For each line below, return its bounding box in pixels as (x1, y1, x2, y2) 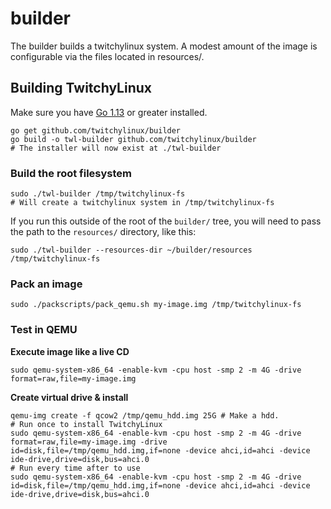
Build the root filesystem (10, 166, 133, 180)
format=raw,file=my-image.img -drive (10, 437, 168, 447)
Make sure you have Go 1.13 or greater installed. (10, 106, 208, 118)
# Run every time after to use (10, 463, 141, 473)
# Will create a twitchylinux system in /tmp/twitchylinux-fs (10, 198, 275, 208)
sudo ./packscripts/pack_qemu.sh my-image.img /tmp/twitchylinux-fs (10, 300, 302, 310)
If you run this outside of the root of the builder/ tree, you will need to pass (10, 215, 322, 227)
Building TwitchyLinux (10, 80, 152, 97)
